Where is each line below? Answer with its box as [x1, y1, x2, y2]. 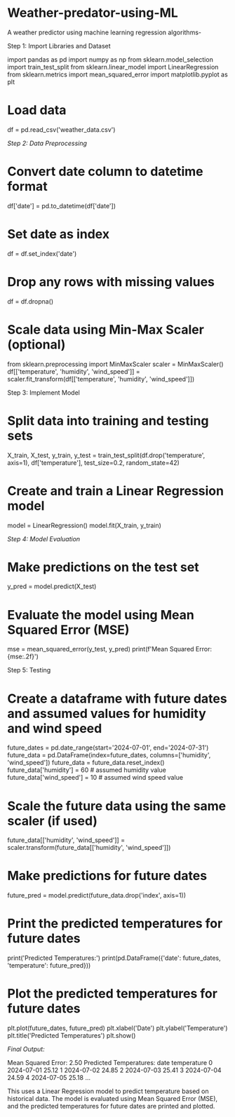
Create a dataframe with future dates [7, 691, 227, 706]
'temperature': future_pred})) [7, 961, 91, 970]
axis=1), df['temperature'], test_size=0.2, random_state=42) [7, 458, 180, 467]
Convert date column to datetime [7, 163, 203, 180]
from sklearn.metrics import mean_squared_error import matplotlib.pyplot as [7, 70, 228, 79]
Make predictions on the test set [7, 559, 199, 575]
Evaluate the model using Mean [7, 607, 194, 623]
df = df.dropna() [7, 297, 54, 306]
